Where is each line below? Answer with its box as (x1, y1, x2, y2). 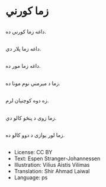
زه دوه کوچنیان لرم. (5, 97, 49, 104)
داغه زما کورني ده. (5, 28, 47, 35)
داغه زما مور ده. (5, 63, 41, 70)
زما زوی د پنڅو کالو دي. (5, 114, 57, 121)
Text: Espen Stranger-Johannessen (14, 155, 101, 162)
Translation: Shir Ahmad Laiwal (14, 168, 90, 175)
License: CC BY (14, 149, 53, 156)
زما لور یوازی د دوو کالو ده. (5, 131, 65, 138)
